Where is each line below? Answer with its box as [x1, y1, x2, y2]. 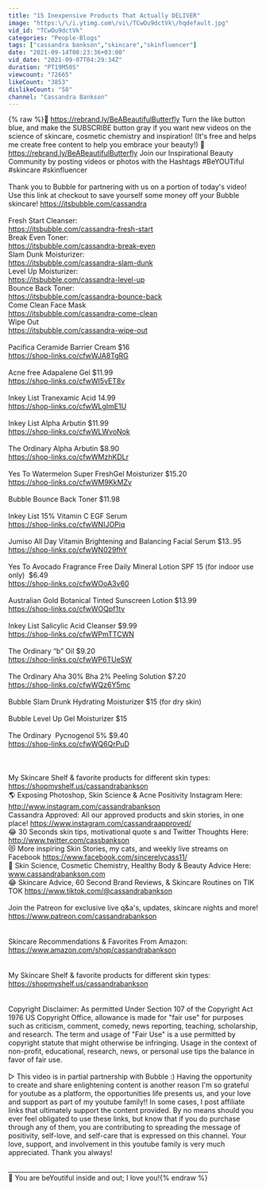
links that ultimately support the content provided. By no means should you [8, 1106, 254, 1115]
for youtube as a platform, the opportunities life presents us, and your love [8, 1089, 252, 1099]
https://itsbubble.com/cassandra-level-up [8, 275, 145, 284]
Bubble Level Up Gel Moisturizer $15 [8, 714, 128, 724]
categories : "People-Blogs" [8, 33, 102, 42]
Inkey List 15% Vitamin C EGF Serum [8, 512, 128, 521]
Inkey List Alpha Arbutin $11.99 [8, 419, 109, 428]
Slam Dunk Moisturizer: [8, 249, 85, 259]
